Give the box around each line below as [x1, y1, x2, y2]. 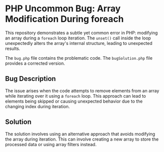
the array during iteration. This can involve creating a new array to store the [5, 136, 159, 142]
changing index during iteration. [5, 103, 70, 109]
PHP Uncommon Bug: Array [5, 3, 121, 14]
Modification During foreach [5, 13, 124, 25]
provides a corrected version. [5, 60, 65, 66]
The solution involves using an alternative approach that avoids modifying [5, 131, 156, 137]
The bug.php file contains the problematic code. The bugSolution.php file [5, 55, 153, 61]
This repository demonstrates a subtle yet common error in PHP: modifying [5, 30, 158, 36]
